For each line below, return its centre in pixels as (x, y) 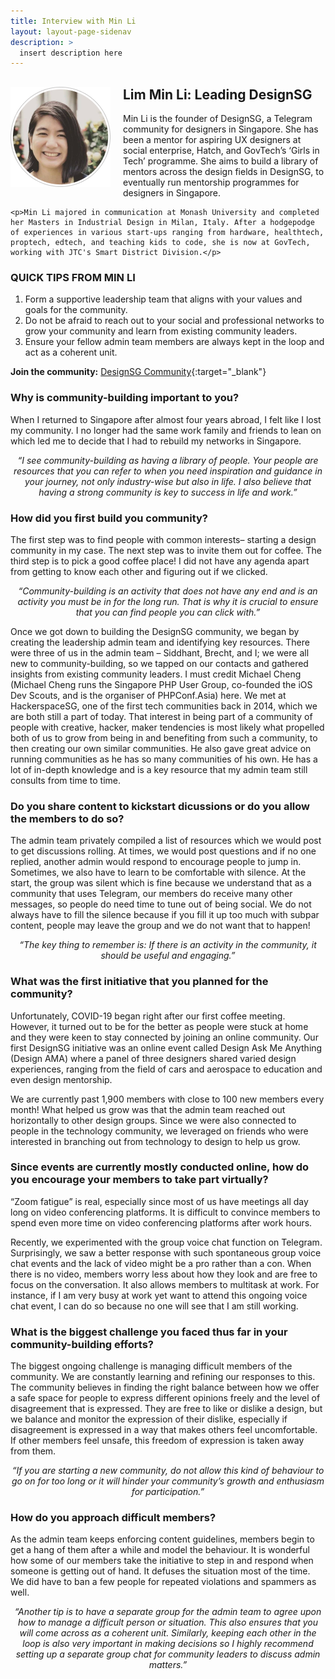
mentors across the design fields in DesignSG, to (224, 172)
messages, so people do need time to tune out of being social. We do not (161, 904)
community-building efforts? (82, 1344)
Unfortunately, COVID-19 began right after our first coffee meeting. (148, 1016)
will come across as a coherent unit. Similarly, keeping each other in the (168, 1633)
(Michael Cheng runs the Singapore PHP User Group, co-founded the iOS (161, 684)
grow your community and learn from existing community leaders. (161, 331)
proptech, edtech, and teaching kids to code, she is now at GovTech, (160, 243)
